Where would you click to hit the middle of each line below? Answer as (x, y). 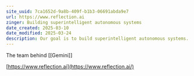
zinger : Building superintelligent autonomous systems (74, 22)
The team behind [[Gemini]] (39, 55)
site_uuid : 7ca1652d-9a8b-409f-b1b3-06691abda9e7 (68, 11)
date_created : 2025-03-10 (37, 28)
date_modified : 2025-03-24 (39, 33)
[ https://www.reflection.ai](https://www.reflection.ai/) (70, 67)
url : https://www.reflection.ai (45, 17)
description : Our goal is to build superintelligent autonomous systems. (98, 39)
